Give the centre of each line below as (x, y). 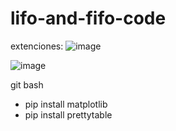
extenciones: (37, 46)
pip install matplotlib (66, 104)
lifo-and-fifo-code (88, 18)
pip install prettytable (68, 114)
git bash (27, 84)
